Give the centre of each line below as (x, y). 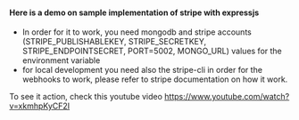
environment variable (61, 60)
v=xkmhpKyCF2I (40, 106)
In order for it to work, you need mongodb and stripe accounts (137, 32)
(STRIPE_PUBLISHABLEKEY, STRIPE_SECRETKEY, (114, 42)
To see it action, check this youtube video (86, 97)
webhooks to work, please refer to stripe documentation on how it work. (155, 79)
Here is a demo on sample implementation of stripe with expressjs (134, 12)
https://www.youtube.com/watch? (227, 97)
